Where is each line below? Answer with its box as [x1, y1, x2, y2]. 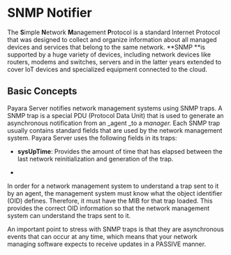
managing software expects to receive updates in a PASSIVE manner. [7, 240, 207, 248]
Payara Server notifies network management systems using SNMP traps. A [7, 103, 223, 112]
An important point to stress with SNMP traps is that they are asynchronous [7, 225, 225, 233]
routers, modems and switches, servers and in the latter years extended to [7, 57, 222, 66]
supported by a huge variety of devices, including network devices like [7, 50, 211, 59]
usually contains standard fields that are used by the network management [7, 126, 223, 134]
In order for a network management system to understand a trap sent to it [7, 182, 219, 190]
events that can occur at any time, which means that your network [7, 232, 198, 240]
